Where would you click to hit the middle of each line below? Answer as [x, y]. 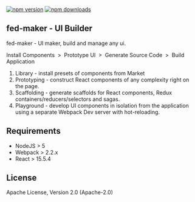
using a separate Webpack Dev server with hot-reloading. [87, 112]
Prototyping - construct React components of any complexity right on [102, 80]
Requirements [33, 131]
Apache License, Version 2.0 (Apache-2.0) [60, 192]
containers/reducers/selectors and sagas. [67, 99]
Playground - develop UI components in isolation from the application [102, 105]
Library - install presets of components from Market [80, 73]
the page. [27, 86]
